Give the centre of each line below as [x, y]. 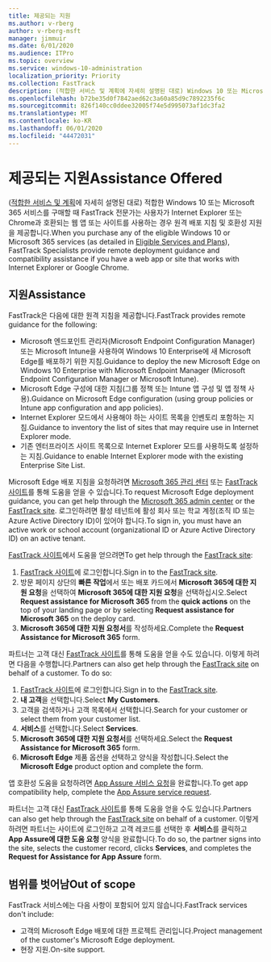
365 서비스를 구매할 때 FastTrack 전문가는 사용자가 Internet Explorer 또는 [125, 212]
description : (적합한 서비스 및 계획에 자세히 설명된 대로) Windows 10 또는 [123, 91]
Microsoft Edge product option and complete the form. [111, 767]
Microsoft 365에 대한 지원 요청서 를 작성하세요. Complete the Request [132, 628]
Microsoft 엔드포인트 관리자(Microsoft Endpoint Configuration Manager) [138, 341]
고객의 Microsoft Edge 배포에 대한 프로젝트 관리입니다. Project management [141, 931]
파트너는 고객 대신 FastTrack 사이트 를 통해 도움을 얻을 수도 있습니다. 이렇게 [127, 654]
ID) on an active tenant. [47, 538]
